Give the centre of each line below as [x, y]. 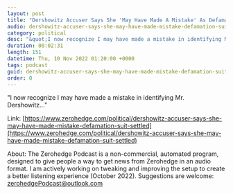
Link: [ [16, 118]
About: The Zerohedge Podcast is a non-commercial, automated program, [113, 154]
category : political [37, 33]
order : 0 [20, 78]
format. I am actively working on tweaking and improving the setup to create [116, 169]
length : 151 [24, 53]
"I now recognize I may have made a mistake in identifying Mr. [96, 98]
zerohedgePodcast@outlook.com [55, 184]
